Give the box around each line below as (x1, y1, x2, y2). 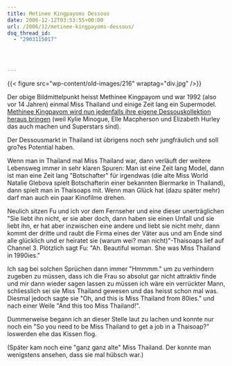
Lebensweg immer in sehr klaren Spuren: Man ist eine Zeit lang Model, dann (7, 164, 224, 172)
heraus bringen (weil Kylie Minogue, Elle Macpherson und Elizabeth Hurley (7, 115, 220, 124)
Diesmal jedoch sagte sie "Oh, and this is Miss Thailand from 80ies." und (7, 294, 215, 303)
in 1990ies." (7, 251, 40, 260)
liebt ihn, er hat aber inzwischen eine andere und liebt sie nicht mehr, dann (7, 222, 220, 230)
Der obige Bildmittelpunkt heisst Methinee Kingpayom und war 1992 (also (7, 93, 217, 101)
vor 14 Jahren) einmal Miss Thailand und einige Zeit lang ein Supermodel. (7, 100, 217, 108)
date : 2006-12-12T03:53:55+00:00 (7, 17, 104, 24)
